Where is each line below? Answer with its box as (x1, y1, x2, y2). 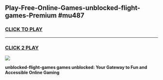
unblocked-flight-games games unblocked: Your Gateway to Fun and (5, 64, 147, 70)
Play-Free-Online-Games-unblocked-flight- (5, 4, 141, 12)
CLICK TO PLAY (5, 26, 43, 33)
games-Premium (5, 12, 57, 20)
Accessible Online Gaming (5, 69, 60, 75)
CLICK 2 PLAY (5, 44, 39, 51)
